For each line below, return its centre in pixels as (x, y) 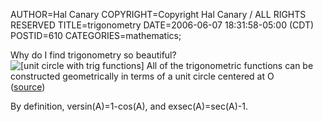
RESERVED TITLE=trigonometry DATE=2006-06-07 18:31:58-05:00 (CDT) (162, 25)
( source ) (28, 87)
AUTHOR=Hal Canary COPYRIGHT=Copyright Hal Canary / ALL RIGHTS (158, 14)
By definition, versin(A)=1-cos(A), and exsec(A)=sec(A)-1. (129, 106)
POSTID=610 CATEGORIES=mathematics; (96, 35)
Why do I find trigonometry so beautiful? (93, 55)
